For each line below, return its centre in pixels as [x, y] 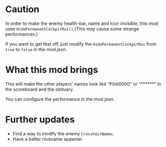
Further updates [40, 120]
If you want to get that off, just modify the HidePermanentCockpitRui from [81, 44]
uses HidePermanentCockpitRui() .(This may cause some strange [72, 28]
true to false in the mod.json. [36, 49]
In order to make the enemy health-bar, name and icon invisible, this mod [82, 23]
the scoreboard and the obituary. [40, 89]
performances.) [22, 34]
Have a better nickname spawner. [48, 139]
